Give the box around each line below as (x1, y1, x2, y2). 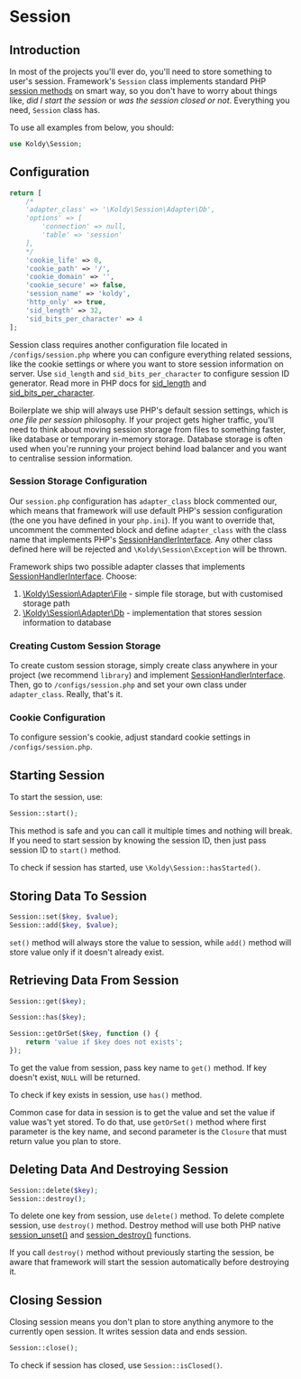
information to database (22, 617, 112, 628)
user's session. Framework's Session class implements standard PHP (9, 76, 267, 87)
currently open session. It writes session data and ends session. (9, 1326, 248, 1337)
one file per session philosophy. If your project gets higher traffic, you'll (9, 414, 275, 425)
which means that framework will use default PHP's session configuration (9, 505, 284, 516)
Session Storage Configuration (9, 475, 148, 488)
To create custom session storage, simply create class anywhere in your (9, 660, 278, 671)
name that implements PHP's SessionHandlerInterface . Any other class (9, 534, 273, 545)
